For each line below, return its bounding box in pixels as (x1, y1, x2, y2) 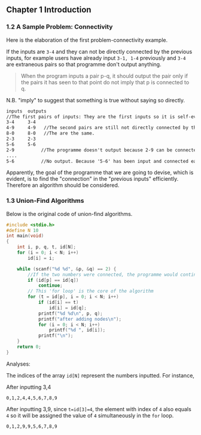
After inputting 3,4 (6, 383, 51, 391)
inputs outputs (6, 108, 47, 114)
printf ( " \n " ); (38, 333, 74, 339)
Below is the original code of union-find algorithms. (6, 210, 133, 217)
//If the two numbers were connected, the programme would (28, 272, 178, 278)
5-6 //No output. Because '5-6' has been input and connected (6, 158, 188, 164)
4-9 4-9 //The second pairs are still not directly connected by (6, 125, 188, 131)
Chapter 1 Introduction (6, 5, 92, 15)
